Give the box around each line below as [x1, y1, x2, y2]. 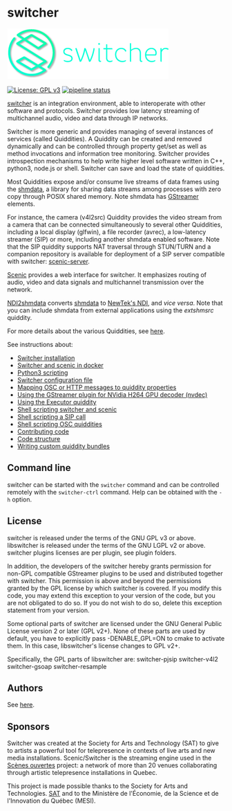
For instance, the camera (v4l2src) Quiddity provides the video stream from [7, 213, 222, 221]
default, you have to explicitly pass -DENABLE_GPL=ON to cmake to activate [7, 634, 225, 642]
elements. [7, 199, 36, 208]
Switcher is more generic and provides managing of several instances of [7, 127, 213, 136]
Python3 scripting [17, 368, 68, 377]
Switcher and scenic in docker [17, 361, 104, 369]
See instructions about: [7, 340, 74, 348]
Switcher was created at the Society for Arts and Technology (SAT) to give [7, 739, 220, 747]
